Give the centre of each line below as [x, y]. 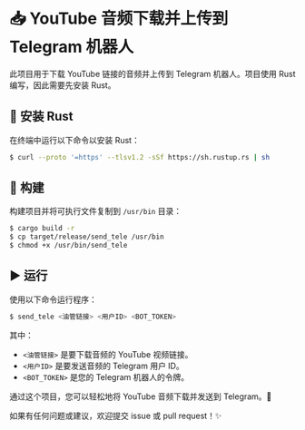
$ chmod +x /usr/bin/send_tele [69, 246]
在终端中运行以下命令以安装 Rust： [75, 140]
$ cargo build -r [42, 229]
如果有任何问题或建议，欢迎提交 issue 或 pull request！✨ [116, 415]
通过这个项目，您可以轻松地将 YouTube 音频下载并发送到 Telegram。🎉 [141, 396]
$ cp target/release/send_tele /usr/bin [87, 237]
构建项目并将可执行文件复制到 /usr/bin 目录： [96, 211]
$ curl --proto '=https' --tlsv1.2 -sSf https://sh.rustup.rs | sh [140, 157]
